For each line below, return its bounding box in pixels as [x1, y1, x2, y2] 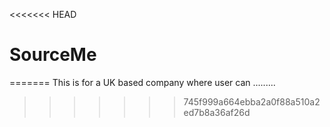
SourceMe [9, 44, 97, 66]
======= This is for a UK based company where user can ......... [9, 76, 276, 88]
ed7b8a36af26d [183, 106, 251, 118]
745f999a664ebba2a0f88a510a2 [183, 95, 321, 108]
